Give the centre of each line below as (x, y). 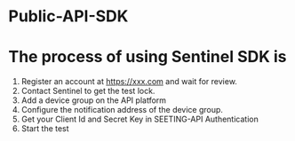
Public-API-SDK (68, 16)
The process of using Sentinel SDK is (147, 57)
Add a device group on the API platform (93, 100)
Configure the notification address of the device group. (122, 110)
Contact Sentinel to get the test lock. (88, 91)
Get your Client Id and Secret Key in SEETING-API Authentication (140, 119)
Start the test (45, 129)
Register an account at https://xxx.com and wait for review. (129, 82)
